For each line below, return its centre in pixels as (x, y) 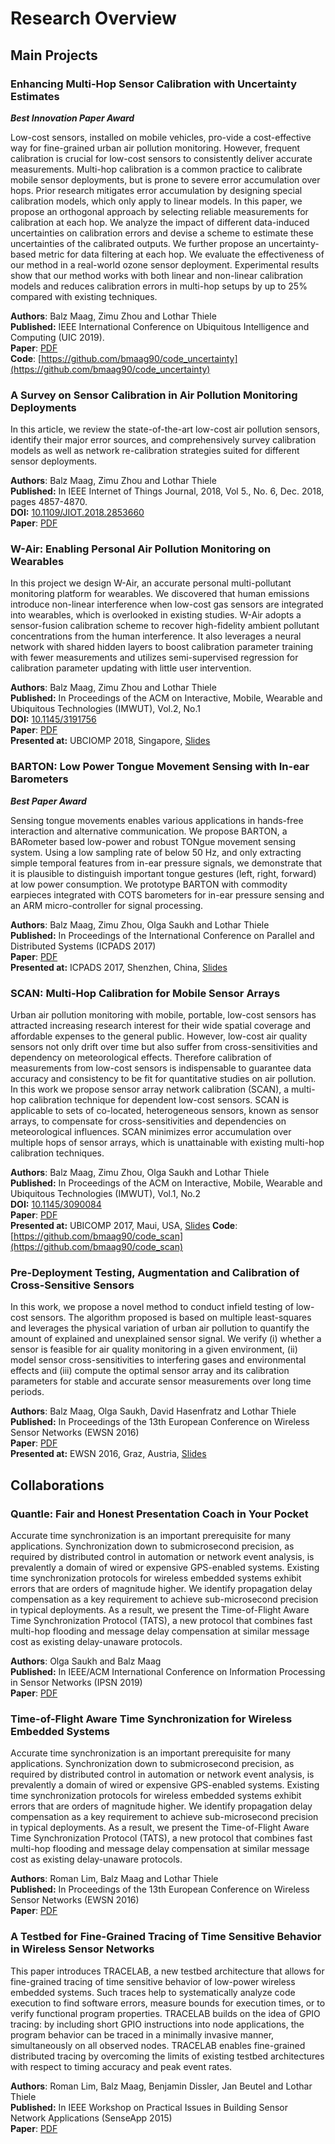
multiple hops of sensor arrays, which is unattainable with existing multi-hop (167, 1143)
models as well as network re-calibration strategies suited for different (155, 451)
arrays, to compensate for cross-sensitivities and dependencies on (148, 1121)
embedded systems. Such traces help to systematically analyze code (153, 1992)
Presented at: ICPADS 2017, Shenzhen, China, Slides (119, 967)
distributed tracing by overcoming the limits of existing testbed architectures (167, 2056)
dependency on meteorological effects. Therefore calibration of (141, 1058)
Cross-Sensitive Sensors (72, 1285)
